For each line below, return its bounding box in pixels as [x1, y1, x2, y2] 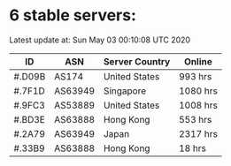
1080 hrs [178, 85, 219, 97]
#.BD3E [13, 113, 46, 125]
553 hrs [178, 113, 212, 125]
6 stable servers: [9, 5, 137, 26]
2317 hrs [178, 127, 219, 140]
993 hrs [178, 70, 212, 82]
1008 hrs [178, 99, 219, 111]
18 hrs [178, 142, 206, 155]
